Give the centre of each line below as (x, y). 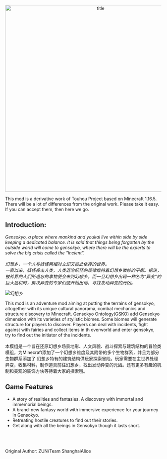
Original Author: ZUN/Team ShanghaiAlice (48, 451)
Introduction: (26, 225)
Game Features (29, 387)
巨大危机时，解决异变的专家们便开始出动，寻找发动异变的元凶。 (70, 283)
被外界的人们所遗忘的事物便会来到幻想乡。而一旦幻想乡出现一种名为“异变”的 (83, 276)
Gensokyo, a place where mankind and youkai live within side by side (76, 237)
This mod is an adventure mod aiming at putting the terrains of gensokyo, (80, 303)
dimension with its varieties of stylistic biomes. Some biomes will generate (81, 319)
